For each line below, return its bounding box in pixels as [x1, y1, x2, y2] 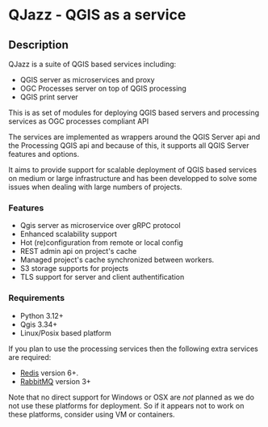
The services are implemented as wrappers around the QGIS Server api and [8, 132, 261, 142]
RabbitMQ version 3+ [19, 376, 91, 386]
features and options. [8, 150, 79, 159]
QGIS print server [19, 92, 78, 102]
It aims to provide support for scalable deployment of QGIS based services [8, 165, 257, 175]
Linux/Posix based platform [19, 328, 111, 337]
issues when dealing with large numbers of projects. [8, 182, 183, 192]
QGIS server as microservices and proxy [19, 75, 155, 84]
